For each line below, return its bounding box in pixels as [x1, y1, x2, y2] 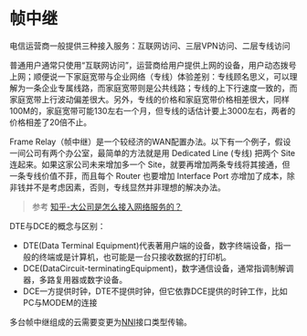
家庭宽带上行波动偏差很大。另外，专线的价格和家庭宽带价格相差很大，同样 [9, 93, 290, 105]
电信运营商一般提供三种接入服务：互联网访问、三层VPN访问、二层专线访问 [9, 40, 291, 51]
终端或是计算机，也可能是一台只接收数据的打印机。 [38, 251, 231, 262]
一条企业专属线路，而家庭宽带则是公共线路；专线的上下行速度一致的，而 [25, 82, 298, 93]
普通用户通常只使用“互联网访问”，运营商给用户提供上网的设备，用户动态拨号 [9, 59, 297, 70]
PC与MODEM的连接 [22, 297, 98, 308]
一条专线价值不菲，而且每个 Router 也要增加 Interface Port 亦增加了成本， [9, 170, 288, 181]
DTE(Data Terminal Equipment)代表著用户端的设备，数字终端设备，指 [22, 239, 283, 251]
